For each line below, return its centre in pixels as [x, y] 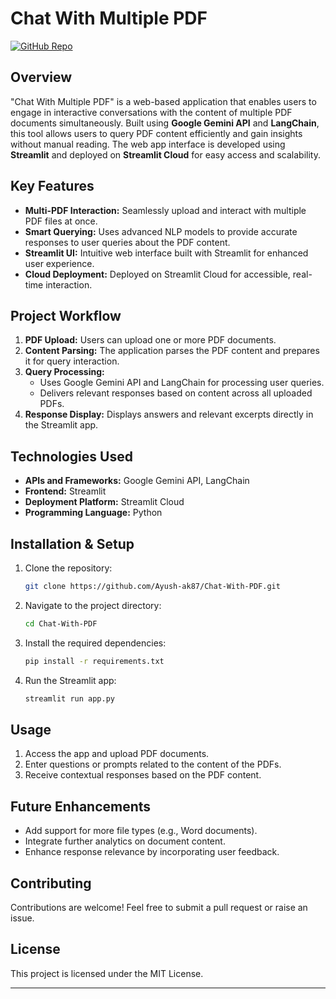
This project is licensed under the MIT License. [107, 973]
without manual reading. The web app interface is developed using [148, 144]
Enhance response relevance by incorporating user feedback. [152, 852]
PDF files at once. [61, 221]
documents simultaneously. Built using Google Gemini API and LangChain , [165, 123]
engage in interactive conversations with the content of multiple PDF [151, 112]
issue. [22, 918]
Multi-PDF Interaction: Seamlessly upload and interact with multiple [165, 210]
